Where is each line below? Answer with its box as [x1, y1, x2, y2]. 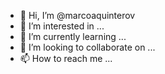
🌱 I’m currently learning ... [19, 31, 127, 42]
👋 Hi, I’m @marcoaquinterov [19, 10, 136, 21]
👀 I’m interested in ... [19, 20, 105, 32]
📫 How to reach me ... [19, 53, 113, 64]
